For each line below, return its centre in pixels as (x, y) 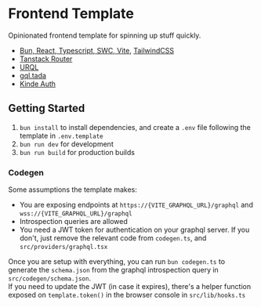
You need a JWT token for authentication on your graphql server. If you (134, 230)
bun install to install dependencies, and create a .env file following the (135, 127)
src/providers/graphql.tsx (63, 247)
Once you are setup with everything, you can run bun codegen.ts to (117, 262)
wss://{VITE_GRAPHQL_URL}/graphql (76, 214)
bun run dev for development (66, 144)
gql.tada (33, 75)
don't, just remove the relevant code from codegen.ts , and (113, 238)
